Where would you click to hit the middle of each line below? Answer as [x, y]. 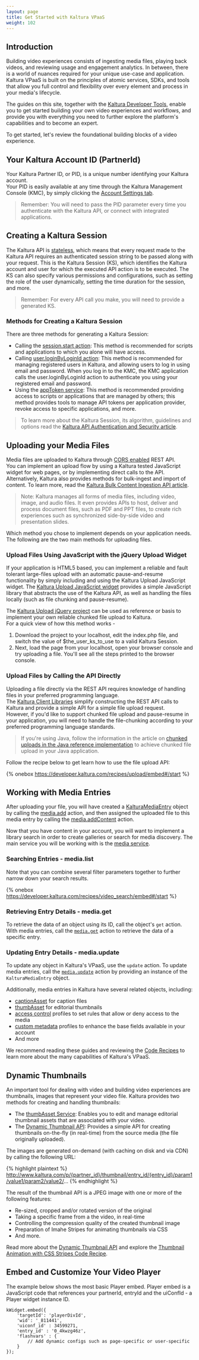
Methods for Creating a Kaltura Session [64, 321]
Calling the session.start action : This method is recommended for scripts [104, 346]
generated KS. [38, 306]
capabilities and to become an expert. [53, 123]
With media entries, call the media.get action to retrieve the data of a [90, 930]
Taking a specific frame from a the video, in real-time [80, 1217]
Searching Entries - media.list [50, 859]
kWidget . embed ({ [26, 1310]
